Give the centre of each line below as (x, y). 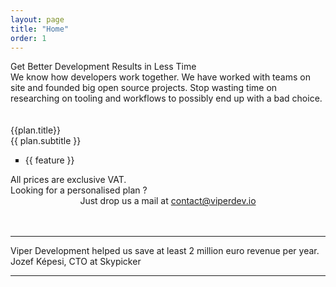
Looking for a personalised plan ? (79, 190)
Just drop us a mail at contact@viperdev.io (168, 201)
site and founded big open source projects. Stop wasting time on (144, 88)
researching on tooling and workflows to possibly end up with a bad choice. (166, 98)
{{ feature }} (49, 160)
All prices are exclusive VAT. (68, 180)
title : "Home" (40, 29)
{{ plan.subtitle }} (46, 141)
